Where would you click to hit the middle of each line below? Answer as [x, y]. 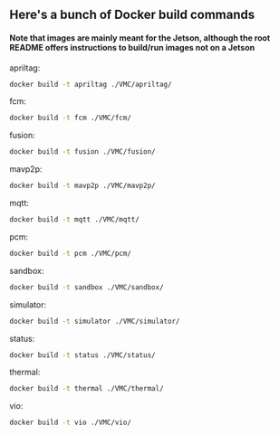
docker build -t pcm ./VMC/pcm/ [70, 253]
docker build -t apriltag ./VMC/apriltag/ [91, 84]
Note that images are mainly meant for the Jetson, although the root [140, 38]
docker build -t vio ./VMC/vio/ [70, 423]
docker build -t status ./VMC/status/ [82, 355]
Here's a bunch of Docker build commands [132, 15]
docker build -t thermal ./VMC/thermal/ [87, 389]
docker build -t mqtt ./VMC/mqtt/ [75, 220]
